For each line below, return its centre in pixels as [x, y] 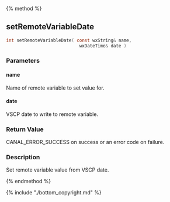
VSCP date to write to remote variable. [52, 114]
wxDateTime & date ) [103, 46]
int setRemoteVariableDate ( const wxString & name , [69, 40]
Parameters [23, 61]
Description [23, 158]
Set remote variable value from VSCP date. [58, 170]
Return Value [25, 129]
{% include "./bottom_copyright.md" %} [54, 193]
